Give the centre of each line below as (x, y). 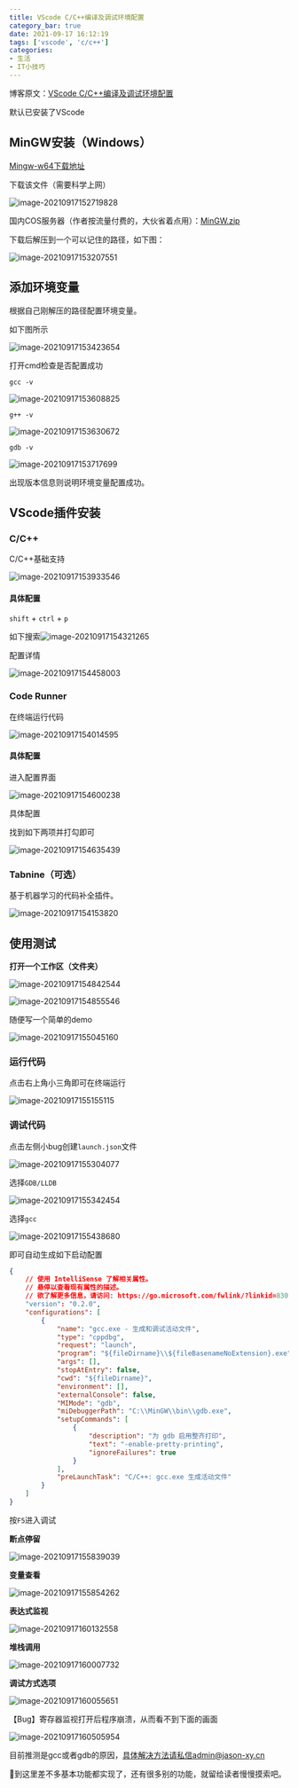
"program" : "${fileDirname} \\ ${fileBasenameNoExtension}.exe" (174, 1353)
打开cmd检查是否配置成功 (56, 365)
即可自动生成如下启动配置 (56, 1254)
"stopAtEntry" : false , (98, 1370)
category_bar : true (45, 26)
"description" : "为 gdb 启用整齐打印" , (157, 1436)
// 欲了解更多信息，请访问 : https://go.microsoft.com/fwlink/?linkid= (151, 1296)
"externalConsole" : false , (106, 1395)
